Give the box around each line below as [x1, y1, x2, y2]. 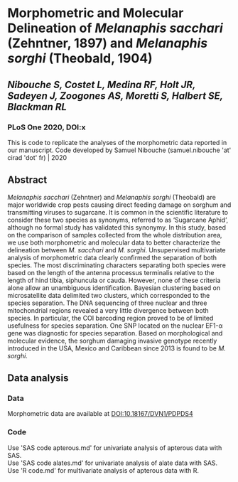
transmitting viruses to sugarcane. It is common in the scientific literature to [7, 208, 229, 216]
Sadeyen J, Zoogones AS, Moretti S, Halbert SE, [7, 90, 224, 102]
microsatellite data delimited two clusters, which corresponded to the [7, 291, 210, 299]
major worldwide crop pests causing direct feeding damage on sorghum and [7, 200, 232, 209]
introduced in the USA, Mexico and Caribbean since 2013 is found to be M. [7, 343, 226, 353]
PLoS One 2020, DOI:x [7, 122, 86, 132]
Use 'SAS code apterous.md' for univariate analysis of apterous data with [7, 443, 222, 452]
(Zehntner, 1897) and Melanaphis [7, 36, 208, 51]
